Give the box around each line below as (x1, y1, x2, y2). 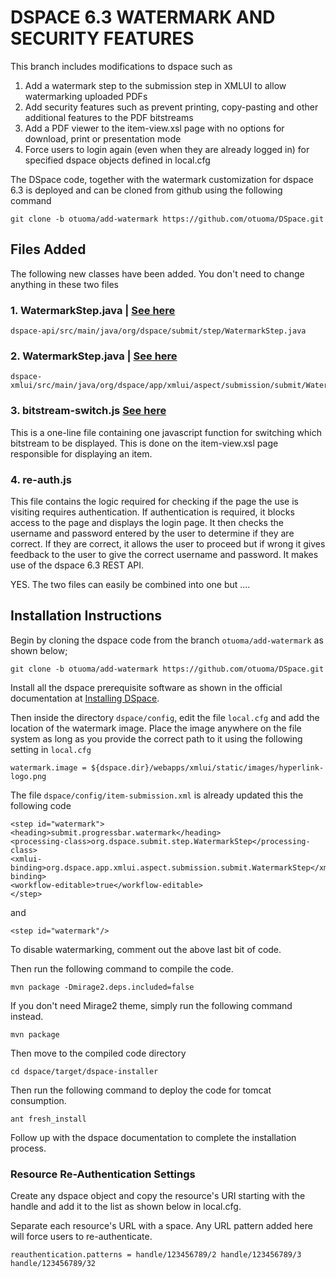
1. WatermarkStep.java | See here (10, 303, 176, 317)
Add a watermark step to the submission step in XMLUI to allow (24, 79, 287, 91)
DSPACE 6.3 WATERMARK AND (10, 6, 276, 29)
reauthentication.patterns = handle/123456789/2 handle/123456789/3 (10, 1250, 302, 1260)
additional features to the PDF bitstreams (24, 111, 194, 123)
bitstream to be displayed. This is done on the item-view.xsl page (10, 437, 279, 449)
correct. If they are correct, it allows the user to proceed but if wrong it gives (10, 537, 326, 550)
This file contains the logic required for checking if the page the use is (10, 495, 299, 507)
